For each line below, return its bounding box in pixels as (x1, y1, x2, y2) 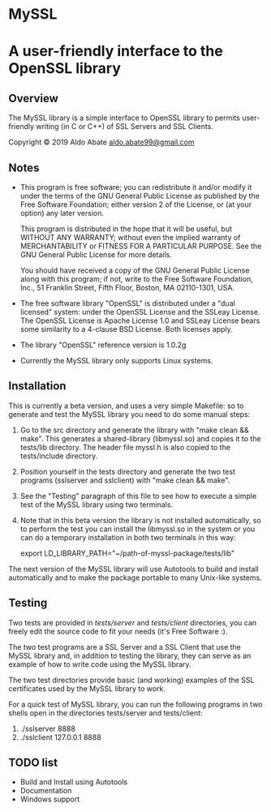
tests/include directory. (19, 451, 98, 461)
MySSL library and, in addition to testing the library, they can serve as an (8, 651, 252, 660)
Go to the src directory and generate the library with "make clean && (19, 425, 249, 435)
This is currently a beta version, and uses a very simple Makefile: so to (8, 401, 244, 410)
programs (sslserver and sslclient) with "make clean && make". (19, 475, 230, 485)
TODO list (8, 756, 58, 770)
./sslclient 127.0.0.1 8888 (19, 732, 101, 742)
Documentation (19, 786, 72, 796)
